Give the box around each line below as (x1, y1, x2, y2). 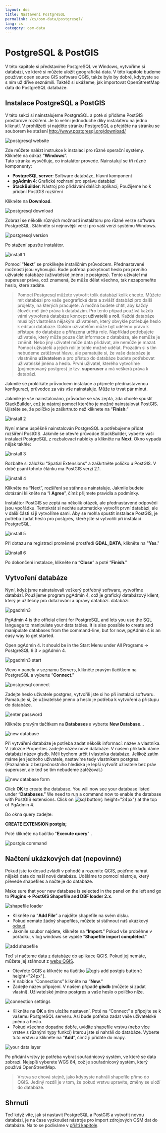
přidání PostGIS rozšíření (12, 188, 63, 194)
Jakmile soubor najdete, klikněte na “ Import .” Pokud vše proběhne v (12, 928, 152, 934)
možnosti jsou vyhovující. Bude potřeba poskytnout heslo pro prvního (5, 266, 147, 272)
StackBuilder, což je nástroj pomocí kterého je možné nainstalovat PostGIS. (5, 401, 159, 407)
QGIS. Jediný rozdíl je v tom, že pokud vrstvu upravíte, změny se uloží (17, 1079, 161, 1085)
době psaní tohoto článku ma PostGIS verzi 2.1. (5, 465, 101, 472)
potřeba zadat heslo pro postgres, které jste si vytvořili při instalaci (5, 515, 141, 521)
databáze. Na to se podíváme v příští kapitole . (5, 1123, 99, 1129)
